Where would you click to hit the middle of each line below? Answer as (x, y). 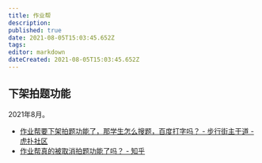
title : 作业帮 (30, 15)
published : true (35, 30)
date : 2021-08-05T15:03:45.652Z (61, 38)
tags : (17, 45)
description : (30, 23)
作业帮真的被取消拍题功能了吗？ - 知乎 (82, 150)
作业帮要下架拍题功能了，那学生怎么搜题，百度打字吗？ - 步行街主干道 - (137, 131)
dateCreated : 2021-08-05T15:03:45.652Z (74, 60)
